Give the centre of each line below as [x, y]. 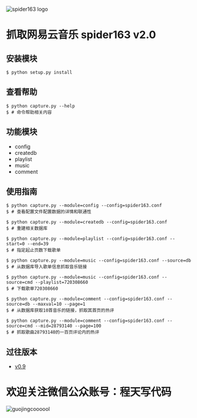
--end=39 [38, 244]
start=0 [16, 244]
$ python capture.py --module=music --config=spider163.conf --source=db [99, 261]
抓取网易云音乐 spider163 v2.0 [81, 35]
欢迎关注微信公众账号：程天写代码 [89, 392]
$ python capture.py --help [41, 106]
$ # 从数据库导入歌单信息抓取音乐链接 [47, 267]
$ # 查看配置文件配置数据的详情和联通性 [49, 212]
